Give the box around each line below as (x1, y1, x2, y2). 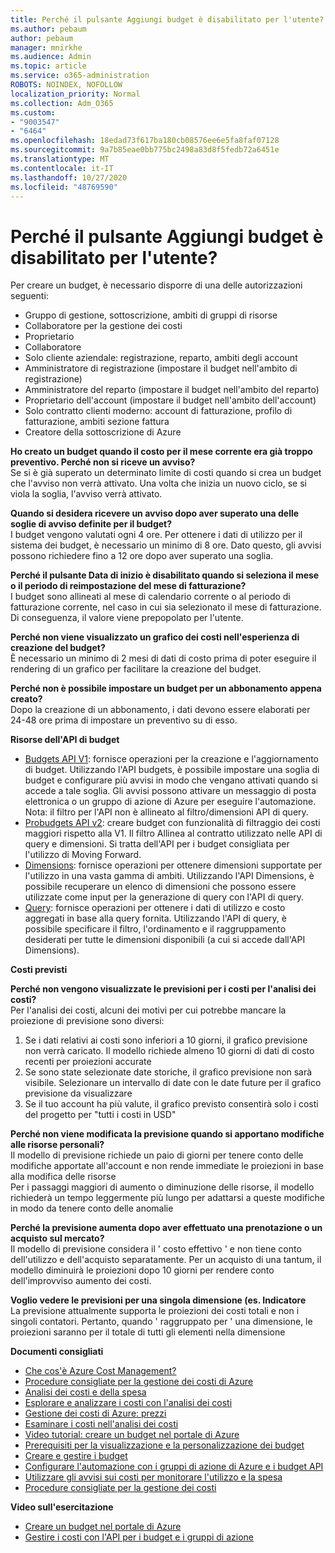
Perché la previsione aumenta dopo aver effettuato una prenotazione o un (10, 1222, 323, 1234)
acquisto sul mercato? (10, 1232, 105, 1245)
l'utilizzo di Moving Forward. (24, 849, 142, 861)
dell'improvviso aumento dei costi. (10, 1275, 152, 1287)
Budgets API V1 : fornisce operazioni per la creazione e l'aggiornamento (24, 753, 320, 765)
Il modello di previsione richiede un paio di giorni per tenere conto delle (10, 1149, 304, 1161)
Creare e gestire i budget (24, 1450, 128, 1462)
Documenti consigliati (10, 1346, 104, 1358)
